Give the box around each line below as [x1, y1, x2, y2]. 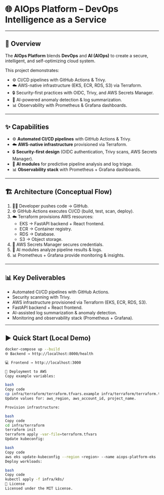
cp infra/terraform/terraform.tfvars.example [5, 392, 99, 397]
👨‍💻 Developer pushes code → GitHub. [12, 203, 89, 209]
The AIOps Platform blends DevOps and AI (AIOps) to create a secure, [5, 52, 148, 58]
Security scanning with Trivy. [12, 294, 71, 300]
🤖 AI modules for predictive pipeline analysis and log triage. [12, 161, 133, 167]
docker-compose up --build [5, 347, 60, 352]
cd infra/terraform [5, 423, 45, 428]
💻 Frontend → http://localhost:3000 [5, 360, 82, 365]
